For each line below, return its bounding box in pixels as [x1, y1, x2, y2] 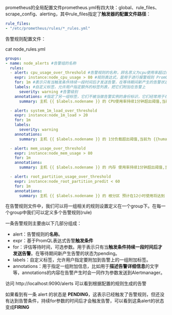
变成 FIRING [5, 304, 30, 310]
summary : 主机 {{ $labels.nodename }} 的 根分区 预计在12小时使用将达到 [18, 193, 165, 198]
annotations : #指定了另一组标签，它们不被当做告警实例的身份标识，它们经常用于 [14, 94, 165, 99]
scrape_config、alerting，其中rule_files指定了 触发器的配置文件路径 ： [5, 11, 151, 17]
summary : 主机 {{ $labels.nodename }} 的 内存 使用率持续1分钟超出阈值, [18, 165, 165, 170]
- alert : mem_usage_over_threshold [10, 145, 86, 151]
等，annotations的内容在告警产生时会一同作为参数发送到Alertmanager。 [12, 269, 165, 276]
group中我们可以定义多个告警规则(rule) [9, 209, 92, 216]
